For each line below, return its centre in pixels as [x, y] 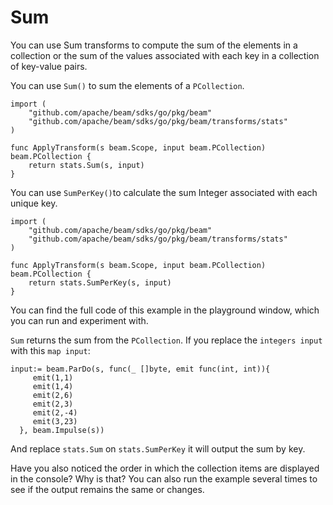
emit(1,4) [53, 386]
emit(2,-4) [55, 412]
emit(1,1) [53, 377]
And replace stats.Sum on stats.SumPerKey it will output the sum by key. [158, 448]
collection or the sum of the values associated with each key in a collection [165, 55]
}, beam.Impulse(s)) [62, 430]
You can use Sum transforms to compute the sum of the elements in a [154, 45]
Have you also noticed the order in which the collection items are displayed [165, 468]
